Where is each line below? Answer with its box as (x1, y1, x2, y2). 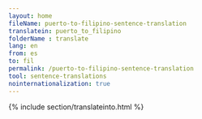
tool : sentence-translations (8, 72, 107, 80)
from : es (8, 49, 38, 57)
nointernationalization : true (8, 79, 111, 87)
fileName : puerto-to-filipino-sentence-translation (8, 19, 187, 28)
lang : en (8, 42, 38, 50)
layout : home (8, 11, 53, 20)
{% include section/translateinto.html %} (8, 102, 144, 112)
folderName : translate (8, 34, 89, 43)
